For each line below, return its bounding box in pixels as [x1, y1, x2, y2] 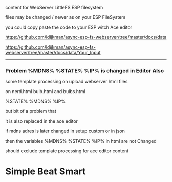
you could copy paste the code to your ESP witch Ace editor [5, 24, 132, 30]
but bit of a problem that [5, 108, 56, 115]
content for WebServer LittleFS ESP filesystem [5, 5, 103, 10]
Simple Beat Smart [5, 166, 86, 177]
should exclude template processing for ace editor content [5, 148, 129, 154]
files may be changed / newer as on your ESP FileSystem [5, 14, 126, 20]
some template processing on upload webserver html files [5, 79, 128, 85]
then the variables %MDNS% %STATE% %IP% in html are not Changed [5, 138, 157, 144]
